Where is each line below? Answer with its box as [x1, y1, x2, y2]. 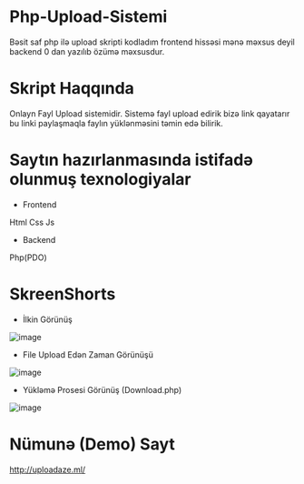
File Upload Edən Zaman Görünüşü [22, 348, 154, 360]
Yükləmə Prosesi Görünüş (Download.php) [22, 384, 182, 395]
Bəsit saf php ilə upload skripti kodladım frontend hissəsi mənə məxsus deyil [9, 36, 295, 47]
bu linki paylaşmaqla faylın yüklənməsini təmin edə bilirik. [9, 117, 224, 128]
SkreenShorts [9, 284, 116, 304]
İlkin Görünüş [22, 314, 73, 325]
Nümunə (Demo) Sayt [9, 434, 175, 454]
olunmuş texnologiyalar [9, 169, 191, 190]
